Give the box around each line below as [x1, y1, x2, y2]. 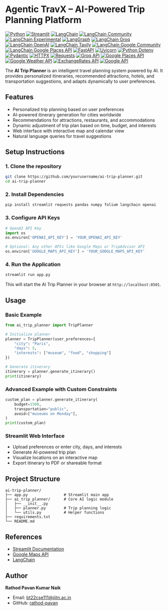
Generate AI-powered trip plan [12, 449, 76, 455]
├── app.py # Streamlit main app [5, 492, 109, 497]
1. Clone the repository [5, 163, 62, 170]
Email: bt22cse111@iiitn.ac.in [12, 594, 71, 600]
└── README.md [5, 519, 35, 524]
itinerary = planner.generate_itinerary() [5, 369, 96, 374]
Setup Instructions [5, 148, 65, 156]
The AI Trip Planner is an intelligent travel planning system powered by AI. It [5, 67, 163, 74]
